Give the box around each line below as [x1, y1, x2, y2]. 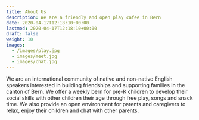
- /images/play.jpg [11, 48, 60, 54]
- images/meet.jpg [11, 53, 58, 59]
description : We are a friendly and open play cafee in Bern [6, 14, 161, 20]
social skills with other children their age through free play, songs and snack [6, 94, 193, 101]
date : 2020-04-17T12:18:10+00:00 [6, 20, 89, 26]
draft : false [6, 31, 39, 37]
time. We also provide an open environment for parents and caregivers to [6, 100, 186, 107]
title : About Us [6, 8, 46, 15]
